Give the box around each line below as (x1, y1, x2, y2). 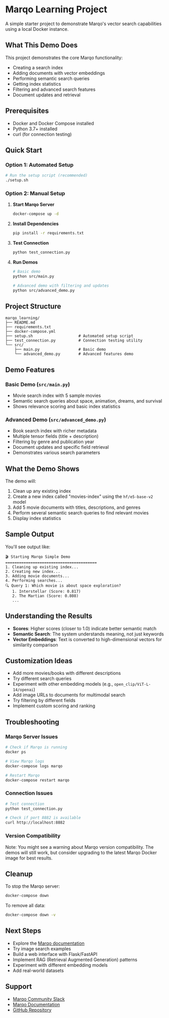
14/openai (12, 687, 34, 693)
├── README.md (5, 320, 36, 325)
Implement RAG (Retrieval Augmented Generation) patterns (12, 956, 138, 963)
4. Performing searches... (5, 578, 63, 583)
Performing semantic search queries (12, 75, 90, 82)
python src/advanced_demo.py (12, 288, 75, 293)
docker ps (5, 750, 27, 755)
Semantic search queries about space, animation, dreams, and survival (12, 397, 162, 404)
